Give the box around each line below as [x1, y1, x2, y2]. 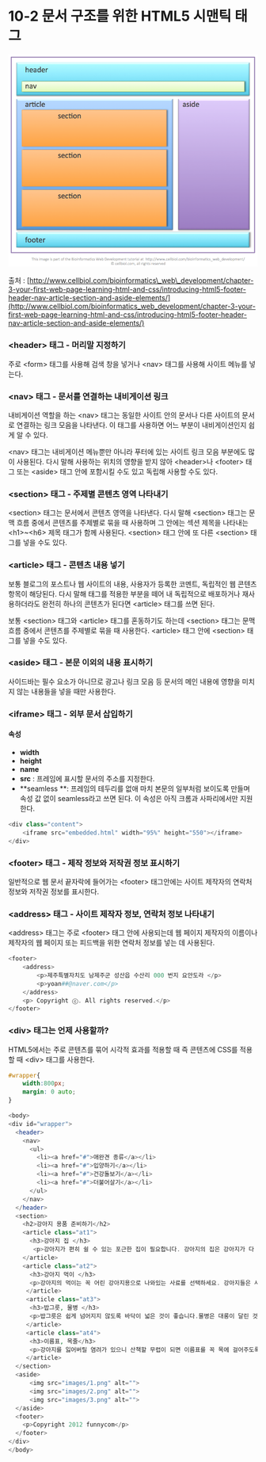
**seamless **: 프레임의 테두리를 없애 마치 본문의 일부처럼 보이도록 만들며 [19, 784, 251, 793]
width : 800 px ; [22, 1079, 66, 1088]
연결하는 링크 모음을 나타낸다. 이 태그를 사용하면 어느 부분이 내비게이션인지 [16, 420, 247, 429]
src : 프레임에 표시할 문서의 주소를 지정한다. [19, 773, 155, 783]
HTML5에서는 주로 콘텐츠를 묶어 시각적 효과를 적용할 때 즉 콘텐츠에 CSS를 [8, 1044, 238, 1054]
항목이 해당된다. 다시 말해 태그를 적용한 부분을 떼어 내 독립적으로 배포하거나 [8, 589, 241, 598]
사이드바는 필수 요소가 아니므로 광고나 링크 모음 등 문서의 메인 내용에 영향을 [8, 677, 241, 686]
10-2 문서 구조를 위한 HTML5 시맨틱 [8, 7, 232, 25]
